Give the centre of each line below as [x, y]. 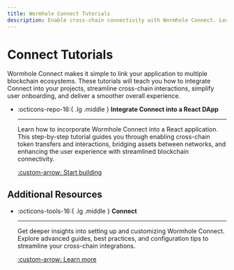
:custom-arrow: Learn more [57, 260]
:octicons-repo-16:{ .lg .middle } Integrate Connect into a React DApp [118, 109]
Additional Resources [55, 194]
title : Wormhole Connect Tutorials [59, 14]
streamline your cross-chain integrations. [76, 246]
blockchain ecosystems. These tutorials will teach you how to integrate [109, 81]
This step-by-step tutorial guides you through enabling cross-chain [114, 137]
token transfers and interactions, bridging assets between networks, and [122, 144]
